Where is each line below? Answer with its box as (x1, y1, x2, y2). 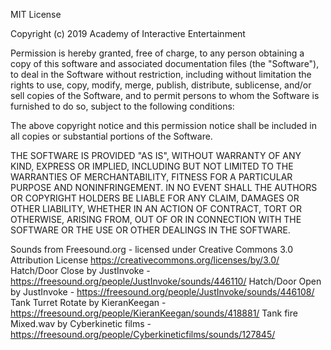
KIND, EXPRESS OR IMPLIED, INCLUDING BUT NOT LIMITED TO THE (10, 160, 294, 172)
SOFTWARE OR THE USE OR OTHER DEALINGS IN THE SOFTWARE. (10, 224, 291, 236)
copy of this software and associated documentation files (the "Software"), (10, 58, 320, 69)
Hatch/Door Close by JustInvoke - (10, 265, 151, 276)
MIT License (10, 9, 62, 20)
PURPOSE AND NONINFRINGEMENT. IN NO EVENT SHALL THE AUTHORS (10, 182, 318, 193)
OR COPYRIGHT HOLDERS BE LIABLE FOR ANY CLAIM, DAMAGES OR (10, 192, 300, 204)
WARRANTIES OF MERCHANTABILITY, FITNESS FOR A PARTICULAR (10, 171, 293, 183)
